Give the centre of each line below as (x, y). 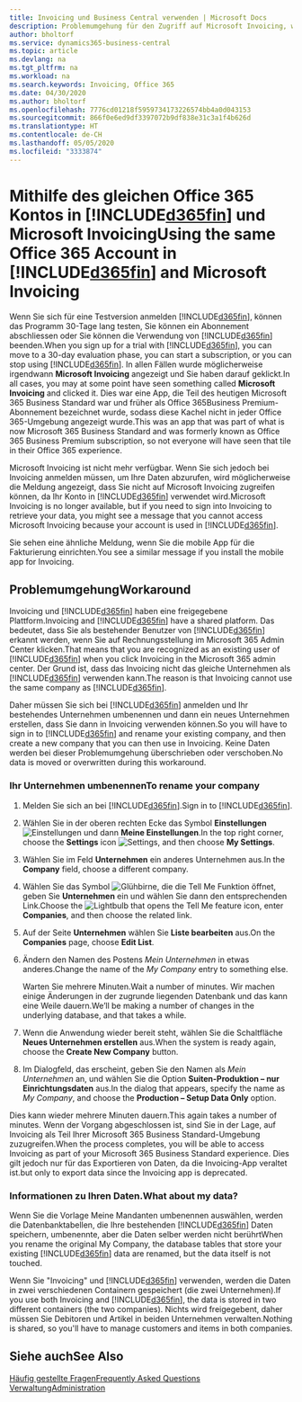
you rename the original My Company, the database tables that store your (146, 1244)
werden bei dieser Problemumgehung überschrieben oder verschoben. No (146, 753)
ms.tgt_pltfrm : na (44, 68)
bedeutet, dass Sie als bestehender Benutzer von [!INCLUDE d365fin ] (137, 630)
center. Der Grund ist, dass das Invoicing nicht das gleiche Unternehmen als (150, 669)
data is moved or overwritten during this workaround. (108, 763)
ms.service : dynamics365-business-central (90, 43)
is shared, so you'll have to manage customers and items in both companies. (151, 1328)
